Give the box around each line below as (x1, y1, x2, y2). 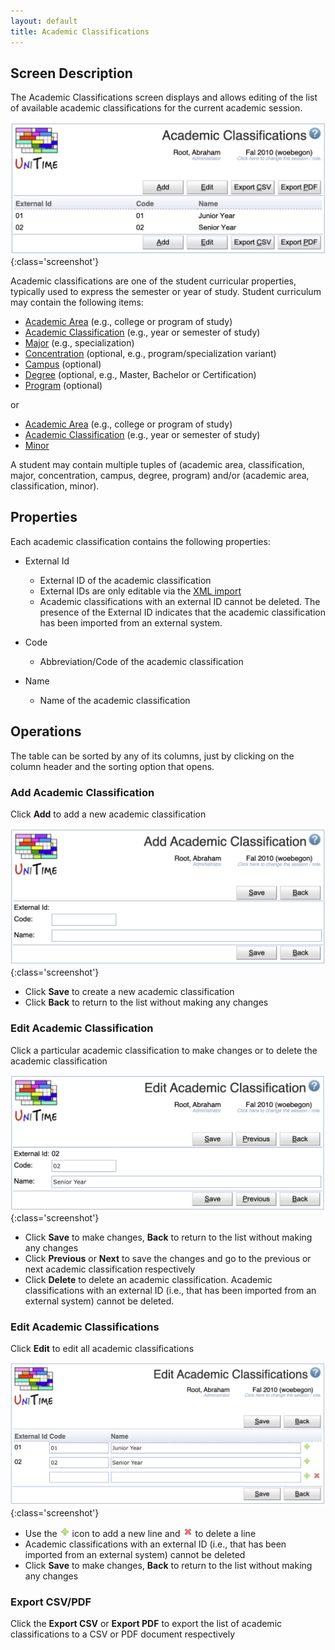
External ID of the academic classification (39, 574, 212, 586)
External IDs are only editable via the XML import (39, 585, 242, 597)
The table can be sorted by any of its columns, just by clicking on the (10, 750, 295, 762)
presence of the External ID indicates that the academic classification (39, 606, 327, 618)
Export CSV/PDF (10, 1595, 92, 1609)
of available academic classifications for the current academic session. (10, 102, 303, 114)
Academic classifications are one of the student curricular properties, (10, 275, 297, 287)
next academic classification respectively (24, 1263, 196, 1275)
